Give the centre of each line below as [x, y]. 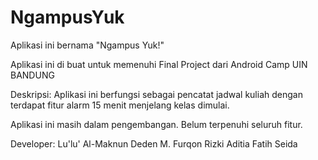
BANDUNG [32, 75]
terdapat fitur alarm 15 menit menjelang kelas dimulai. [120, 105]
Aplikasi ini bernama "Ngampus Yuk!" [87, 45]
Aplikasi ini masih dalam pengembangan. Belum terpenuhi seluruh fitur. [156, 124]
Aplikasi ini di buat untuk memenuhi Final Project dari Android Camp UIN [159, 64]
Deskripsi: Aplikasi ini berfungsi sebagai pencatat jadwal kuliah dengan [156, 94]
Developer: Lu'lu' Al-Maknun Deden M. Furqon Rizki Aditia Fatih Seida [154, 143]
